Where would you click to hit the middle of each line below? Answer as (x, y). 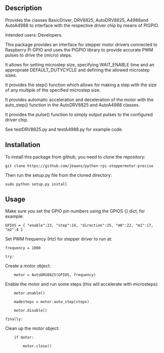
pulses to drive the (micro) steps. (39, 55)
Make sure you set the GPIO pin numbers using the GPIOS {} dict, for (75, 211)
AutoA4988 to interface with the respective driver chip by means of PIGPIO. (82, 25)
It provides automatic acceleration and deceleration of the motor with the (80, 100)
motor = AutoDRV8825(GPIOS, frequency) (55, 275)
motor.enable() (30, 293)
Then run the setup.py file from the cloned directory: (59, 175)
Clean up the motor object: (32, 328)
